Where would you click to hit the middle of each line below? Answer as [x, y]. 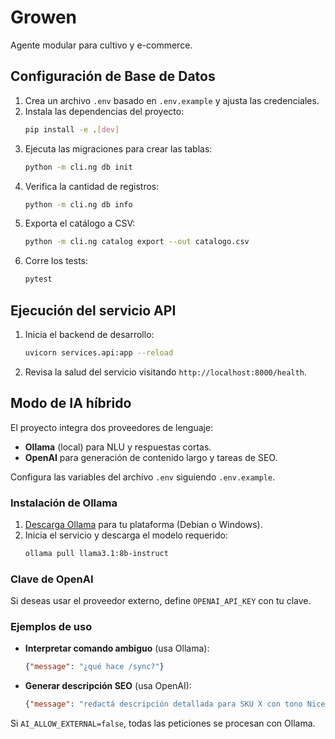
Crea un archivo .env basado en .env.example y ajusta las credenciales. [172, 100]
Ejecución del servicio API [93, 310]
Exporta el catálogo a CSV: [80, 223]
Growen [44, 17]
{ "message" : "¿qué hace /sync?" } [94, 667]
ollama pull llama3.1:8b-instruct [96, 553]
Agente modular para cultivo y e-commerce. [101, 45]
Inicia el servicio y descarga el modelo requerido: [126, 535]
